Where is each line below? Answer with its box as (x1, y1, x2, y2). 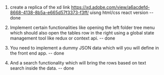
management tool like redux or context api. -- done (9, 35, 115, 41)
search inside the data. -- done (9, 65, 74, 71)
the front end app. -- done (9, 50, 64, 56)
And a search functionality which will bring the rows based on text (9, 60, 146, 65)
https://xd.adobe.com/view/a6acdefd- (70, 4, 150, 10)
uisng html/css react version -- (89, 9, 154, 15)
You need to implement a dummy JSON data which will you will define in (9, 45, 159, 50)
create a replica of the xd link (9, 4, 70, 10)
